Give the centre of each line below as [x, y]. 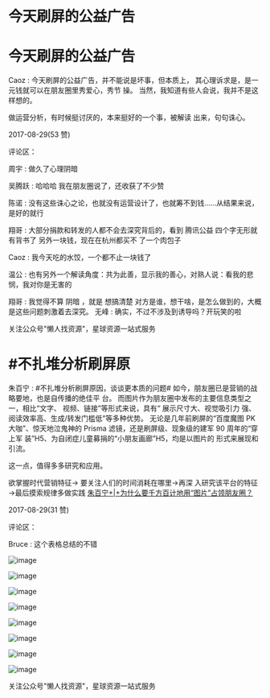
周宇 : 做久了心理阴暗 [43, 169]
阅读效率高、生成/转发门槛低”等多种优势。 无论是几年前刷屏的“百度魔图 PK [132, 419]
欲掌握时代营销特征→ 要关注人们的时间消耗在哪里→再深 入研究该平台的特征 [133, 483]
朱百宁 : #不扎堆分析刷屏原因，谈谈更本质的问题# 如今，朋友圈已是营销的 [129, 388]
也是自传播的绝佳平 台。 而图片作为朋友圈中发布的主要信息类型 [140, 399]
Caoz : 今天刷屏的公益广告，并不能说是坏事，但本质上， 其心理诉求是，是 [130, 81]
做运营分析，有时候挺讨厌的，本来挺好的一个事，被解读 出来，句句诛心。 [129, 118]
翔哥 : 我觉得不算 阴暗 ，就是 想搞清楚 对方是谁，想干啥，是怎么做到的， [128, 302]
